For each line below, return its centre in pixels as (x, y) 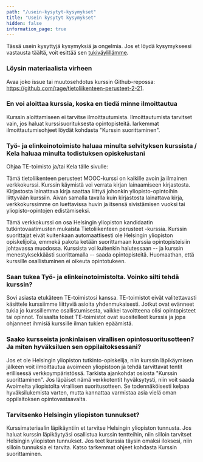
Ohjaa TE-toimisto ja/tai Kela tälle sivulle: (57, 167)
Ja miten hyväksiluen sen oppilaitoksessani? (74, 347)
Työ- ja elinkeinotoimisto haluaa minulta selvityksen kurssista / (102, 145)
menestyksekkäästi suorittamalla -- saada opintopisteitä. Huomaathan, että (100, 255)
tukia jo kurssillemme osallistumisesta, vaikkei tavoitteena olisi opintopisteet (101, 311)
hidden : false (24, 23)
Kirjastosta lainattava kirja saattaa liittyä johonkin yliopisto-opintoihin (92, 191)
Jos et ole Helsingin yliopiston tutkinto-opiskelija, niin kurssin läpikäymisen (100, 360)
